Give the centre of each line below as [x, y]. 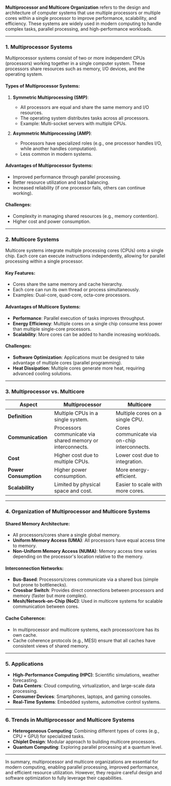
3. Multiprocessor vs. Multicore [45, 391]
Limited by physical [77, 485]
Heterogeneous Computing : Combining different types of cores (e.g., [86, 731]
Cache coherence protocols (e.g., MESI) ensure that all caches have [84, 640]
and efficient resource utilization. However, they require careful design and [83, 773]
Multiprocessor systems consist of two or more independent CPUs [75, 58]
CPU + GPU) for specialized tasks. [49, 736]
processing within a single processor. [45, 261]
